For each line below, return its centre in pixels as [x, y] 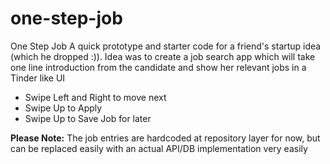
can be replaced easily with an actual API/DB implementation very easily [159, 148]
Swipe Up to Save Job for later [88, 118]
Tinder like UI [38, 78]
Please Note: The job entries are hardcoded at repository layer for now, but [165, 138]
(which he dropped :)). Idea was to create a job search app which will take [163, 56]
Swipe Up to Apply [63, 108]
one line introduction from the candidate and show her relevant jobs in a [158, 67]
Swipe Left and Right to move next [95, 97]
